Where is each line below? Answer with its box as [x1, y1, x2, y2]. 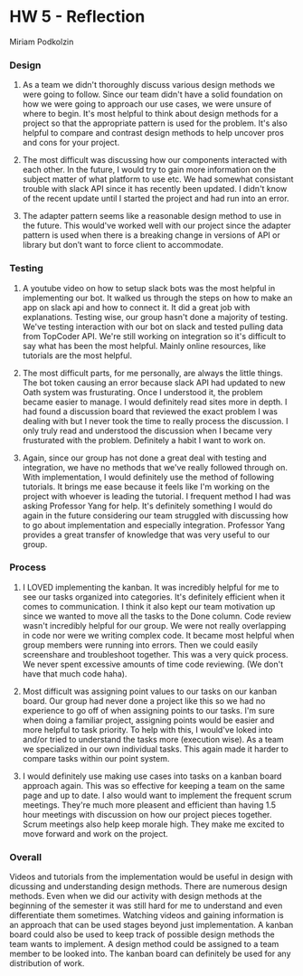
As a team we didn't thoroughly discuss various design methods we [22, 80, 276, 90]
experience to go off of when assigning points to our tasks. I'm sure [22, 705, 275, 715]
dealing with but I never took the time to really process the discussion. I [22, 415, 289, 426]
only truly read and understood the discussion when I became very [22, 425, 273, 436]
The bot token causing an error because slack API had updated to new [22, 377, 287, 388]
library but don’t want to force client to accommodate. [22, 240, 224, 251]
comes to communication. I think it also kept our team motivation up [22, 601, 276, 611]
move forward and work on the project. [22, 828, 169, 839]
